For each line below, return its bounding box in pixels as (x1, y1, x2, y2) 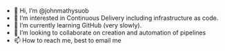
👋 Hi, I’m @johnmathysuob (13, 7, 90, 14)
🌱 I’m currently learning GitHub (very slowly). (13, 21, 142, 29)
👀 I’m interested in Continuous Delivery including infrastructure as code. (13, 14, 219, 22)
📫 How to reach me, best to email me (13, 37, 122, 44)
